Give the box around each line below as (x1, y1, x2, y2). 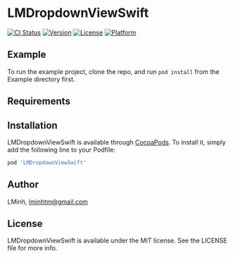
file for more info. (7, 244, 58, 252)
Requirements (7, 95, 70, 107)
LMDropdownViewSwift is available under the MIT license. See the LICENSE (7, 236, 228, 245)
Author (7, 178, 39, 191)
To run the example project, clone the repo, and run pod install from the (7, 67, 220, 75)
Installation (7, 119, 58, 131)
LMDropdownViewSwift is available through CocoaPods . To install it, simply (7, 137, 226, 146)
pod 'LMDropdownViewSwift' (7, 159, 87, 166)
